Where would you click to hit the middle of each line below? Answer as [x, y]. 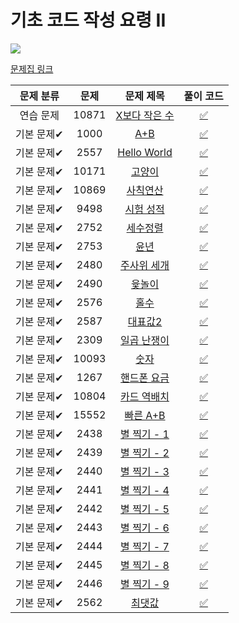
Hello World [145, 152]
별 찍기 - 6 [145, 528]
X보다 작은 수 [145, 115]
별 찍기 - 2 [145, 453]
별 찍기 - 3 [145, 471]
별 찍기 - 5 [145, 509]
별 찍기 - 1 [145, 434]
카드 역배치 [145, 396]
